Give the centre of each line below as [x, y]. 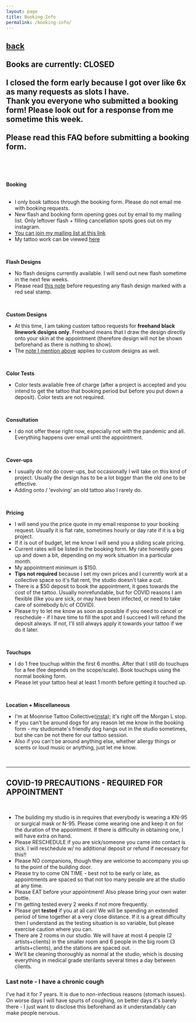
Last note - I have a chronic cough [55, 982]
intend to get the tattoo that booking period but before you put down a [99, 391]
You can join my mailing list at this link [60, 233]
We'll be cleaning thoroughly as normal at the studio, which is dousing [99, 954]
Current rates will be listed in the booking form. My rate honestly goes [99, 549]
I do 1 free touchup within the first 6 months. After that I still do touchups [101, 664]
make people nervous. [33, 1013]
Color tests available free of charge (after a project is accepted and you [100, 385]
